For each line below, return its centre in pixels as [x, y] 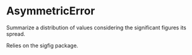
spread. [16, 33]
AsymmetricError [51, 11]
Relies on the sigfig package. [42, 45]
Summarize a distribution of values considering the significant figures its [96, 27]
